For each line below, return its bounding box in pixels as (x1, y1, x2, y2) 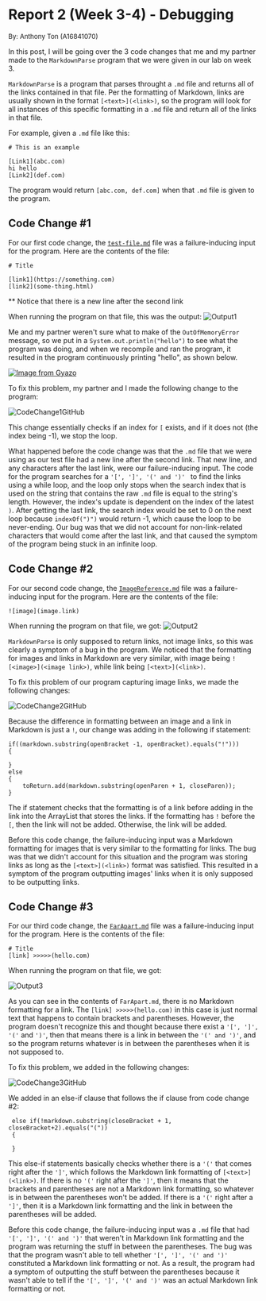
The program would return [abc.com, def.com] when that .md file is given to (8, 185, 255, 195)
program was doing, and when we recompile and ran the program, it (8, 344, 231, 353)
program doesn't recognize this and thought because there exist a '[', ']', (8, 1022, 259, 1032)
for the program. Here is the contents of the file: (8, 929, 165, 939)
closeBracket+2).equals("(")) (8, 1124, 109, 1133)
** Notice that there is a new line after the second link (8, 296, 184, 306)
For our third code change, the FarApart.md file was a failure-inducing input (8, 921, 254, 931)
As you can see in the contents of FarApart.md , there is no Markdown (8, 997, 234, 1006)
